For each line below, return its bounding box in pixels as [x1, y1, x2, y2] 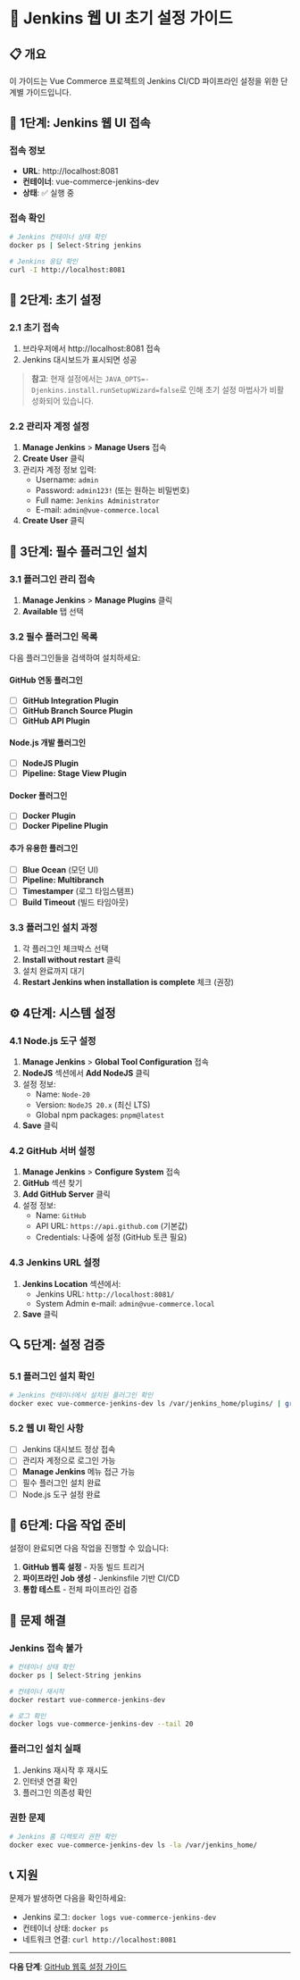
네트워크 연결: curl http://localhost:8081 [21, 1934, 177, 1945]
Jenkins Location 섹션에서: [21, 1278, 121, 1289]
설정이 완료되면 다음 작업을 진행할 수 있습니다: [9, 1542, 170, 1554]
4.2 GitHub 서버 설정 [9, 1144, 96, 1157]
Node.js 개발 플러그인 [9, 738, 87, 748]
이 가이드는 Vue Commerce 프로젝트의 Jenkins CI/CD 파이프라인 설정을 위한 [9, 76, 279, 86]
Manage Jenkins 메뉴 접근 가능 [21, 1466, 136, 1477]
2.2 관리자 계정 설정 [9, 421, 90, 433]
